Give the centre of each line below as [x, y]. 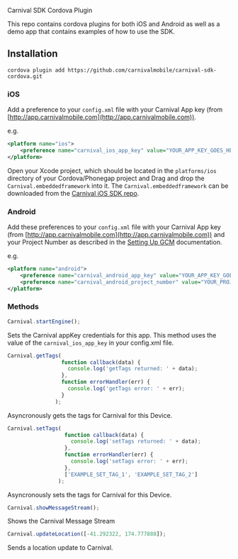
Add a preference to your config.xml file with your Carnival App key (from [115, 110]
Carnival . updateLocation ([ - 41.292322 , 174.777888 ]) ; [87, 534]
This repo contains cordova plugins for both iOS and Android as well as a [114, 24]
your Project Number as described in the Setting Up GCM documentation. [115, 242]
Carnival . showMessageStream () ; [53, 508]
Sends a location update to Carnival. [60, 548]
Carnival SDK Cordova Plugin [50, 10]
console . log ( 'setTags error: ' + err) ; [130, 461]
